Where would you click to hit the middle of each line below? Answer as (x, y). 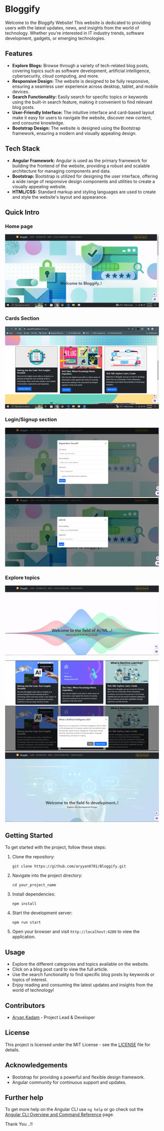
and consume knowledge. (38, 123)
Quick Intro (22, 212)
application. (24, 937)
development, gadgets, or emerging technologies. (55, 38)
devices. (21, 91)
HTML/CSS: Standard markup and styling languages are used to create (84, 192)
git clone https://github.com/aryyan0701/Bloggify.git (69, 867)
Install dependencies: (34, 894)
